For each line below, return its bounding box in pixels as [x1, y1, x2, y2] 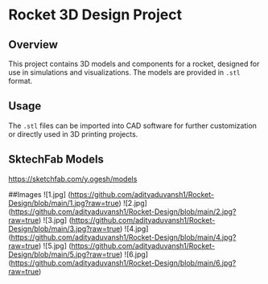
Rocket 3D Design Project [8, 6, 183, 24]
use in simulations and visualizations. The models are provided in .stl [8, 68, 241, 77]
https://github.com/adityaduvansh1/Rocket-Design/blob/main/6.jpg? [10, 257, 237, 267]
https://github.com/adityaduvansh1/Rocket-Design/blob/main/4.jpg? [10, 232, 237, 242]
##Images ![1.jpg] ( [8, 189, 71, 199]
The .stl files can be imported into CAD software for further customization [8, 121, 258, 130]
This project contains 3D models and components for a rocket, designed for [8, 59, 260, 68]
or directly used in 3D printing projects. [8, 129, 138, 138]
